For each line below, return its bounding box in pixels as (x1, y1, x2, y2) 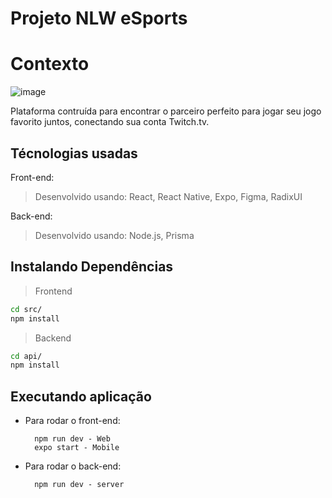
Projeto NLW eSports (10, 7, 188, 30)
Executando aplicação (10, 388, 152, 405)
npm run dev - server (34, 480, 125, 490)
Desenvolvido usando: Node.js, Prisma (34, 229, 195, 241)
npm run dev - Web (34, 434, 111, 444)
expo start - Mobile (34, 443, 120, 453)
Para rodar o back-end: (24, 460, 122, 472)
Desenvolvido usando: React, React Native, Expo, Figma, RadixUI (34, 190, 303, 202)
